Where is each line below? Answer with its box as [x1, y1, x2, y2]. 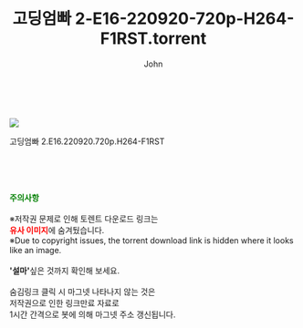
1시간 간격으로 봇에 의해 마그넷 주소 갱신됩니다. [9, 309, 176, 320]
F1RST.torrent [99, 28, 207, 49]
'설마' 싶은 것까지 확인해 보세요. [9, 265, 120, 276]
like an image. [9, 244, 62, 255]
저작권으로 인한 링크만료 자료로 [9, 297, 120, 308]
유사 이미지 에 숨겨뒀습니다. [9, 224, 105, 235]
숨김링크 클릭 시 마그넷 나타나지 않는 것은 [9, 286, 156, 297]
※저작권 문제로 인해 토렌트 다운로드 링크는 [9, 213, 159, 224]
